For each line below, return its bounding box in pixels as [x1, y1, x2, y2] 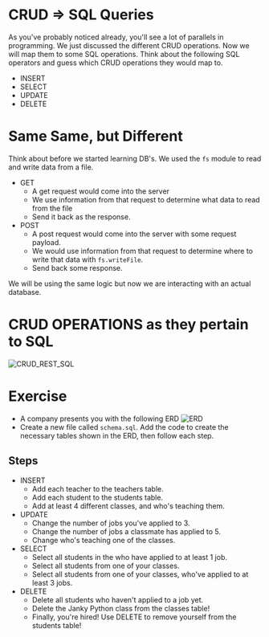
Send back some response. [31, 263, 123, 272]
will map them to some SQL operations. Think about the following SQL [8, 49, 240, 59]
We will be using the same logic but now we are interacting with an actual [8, 279, 251, 288]
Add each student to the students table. [31, 492, 163, 502]
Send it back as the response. [31, 211, 131, 222]
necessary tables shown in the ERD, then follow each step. [19, 431, 214, 440]
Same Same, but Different [8, 127, 183, 145]
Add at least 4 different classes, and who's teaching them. [31, 500, 225, 511]
